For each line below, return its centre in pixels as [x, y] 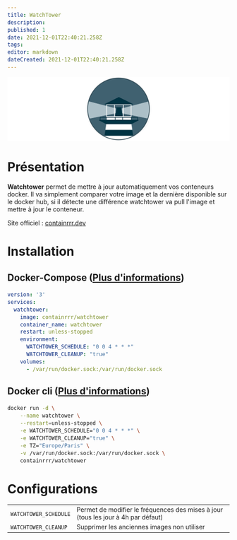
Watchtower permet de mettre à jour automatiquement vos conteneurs [110, 187]
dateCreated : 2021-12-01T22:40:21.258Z [66, 60]
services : [22, 302]
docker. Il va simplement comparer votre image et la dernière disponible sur [117, 194]
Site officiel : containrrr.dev [47, 223]
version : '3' [26, 295]
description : [26, 22]
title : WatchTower [34, 15]
